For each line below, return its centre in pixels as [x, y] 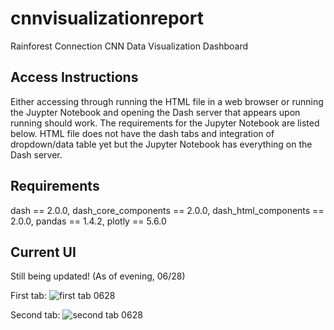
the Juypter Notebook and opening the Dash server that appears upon [155, 112]
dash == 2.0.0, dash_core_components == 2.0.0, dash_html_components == [167, 210]
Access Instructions [74, 77]
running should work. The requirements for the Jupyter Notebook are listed [165, 123]
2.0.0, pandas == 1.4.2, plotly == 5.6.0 [88, 221]
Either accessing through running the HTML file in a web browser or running [167, 101]
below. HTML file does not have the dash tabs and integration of [142, 133]
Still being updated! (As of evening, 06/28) [98, 276]
